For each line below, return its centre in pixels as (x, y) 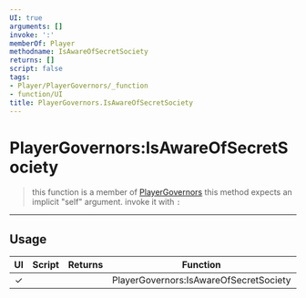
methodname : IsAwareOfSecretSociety (79, 52)
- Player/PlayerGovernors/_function (79, 86)
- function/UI (36, 94)
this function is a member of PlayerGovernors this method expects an (162, 192)
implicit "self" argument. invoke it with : (106, 202)
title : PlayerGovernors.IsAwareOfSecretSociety (102, 103)
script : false (36, 69)
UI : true (26, 18)
